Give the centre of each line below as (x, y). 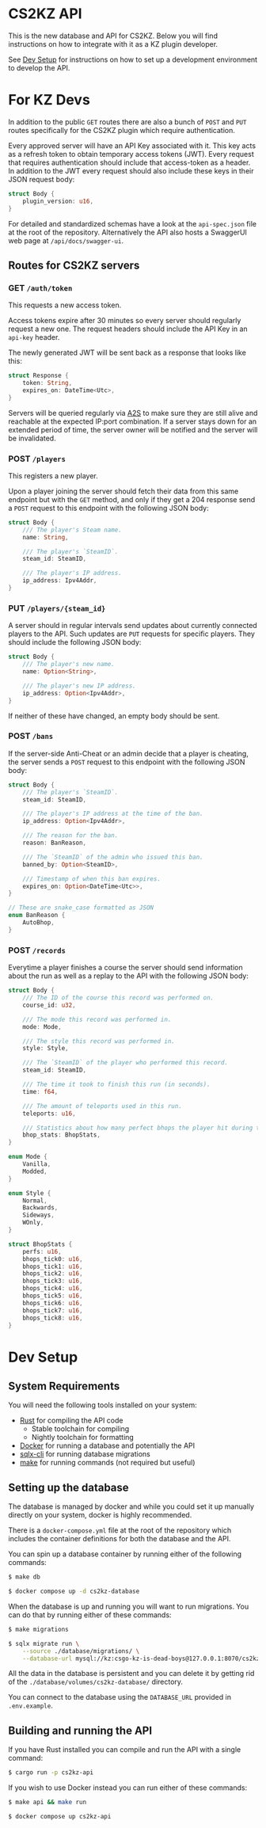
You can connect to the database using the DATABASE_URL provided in (120, 1697)
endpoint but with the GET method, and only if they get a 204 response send (132, 499)
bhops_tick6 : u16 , (53, 1303)
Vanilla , (37, 1164)
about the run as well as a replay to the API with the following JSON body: (129, 976)
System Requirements (64, 1386)
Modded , (35, 1171)
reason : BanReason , (55, 843)
